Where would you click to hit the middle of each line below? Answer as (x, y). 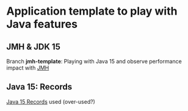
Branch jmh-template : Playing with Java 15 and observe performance (94, 61)
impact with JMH (28, 68)
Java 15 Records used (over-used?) (51, 101)
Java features (42, 24)
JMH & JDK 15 (34, 47)
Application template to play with (92, 11)
